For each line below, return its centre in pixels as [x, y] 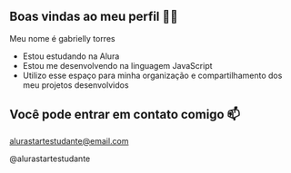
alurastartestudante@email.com [69, 140]
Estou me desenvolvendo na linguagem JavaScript [117, 65]
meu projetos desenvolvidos [75, 85]
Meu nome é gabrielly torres [62, 38]
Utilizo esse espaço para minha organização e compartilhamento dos [152, 75]
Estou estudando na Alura [71, 56]
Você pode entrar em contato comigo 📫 [125, 115]
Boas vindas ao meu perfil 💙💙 [94, 17]
